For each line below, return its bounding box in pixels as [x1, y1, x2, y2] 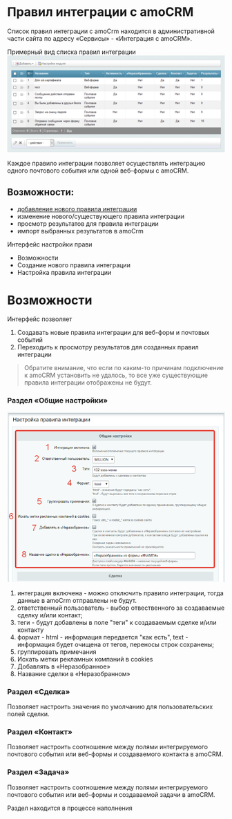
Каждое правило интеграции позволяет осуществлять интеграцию [7, 159, 206, 167]
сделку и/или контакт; [17, 610, 83, 619]
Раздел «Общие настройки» [7, 396, 108, 405]
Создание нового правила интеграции [17, 260, 131, 269]
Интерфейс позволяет [7, 315, 72, 323]
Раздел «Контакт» [7, 726, 72, 736]
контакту [17, 626, 44, 634]
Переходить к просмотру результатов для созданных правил [17, 343, 199, 351]
